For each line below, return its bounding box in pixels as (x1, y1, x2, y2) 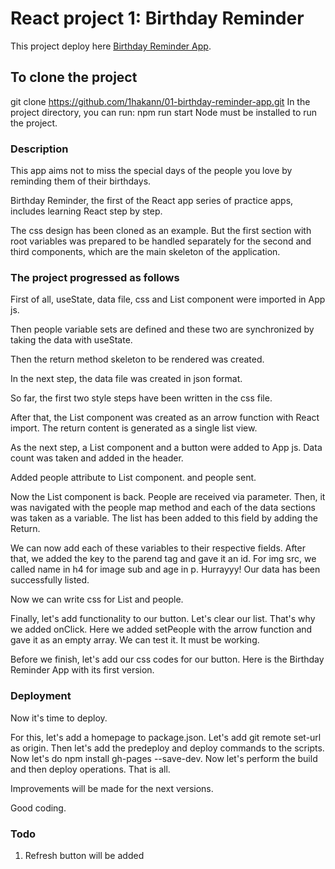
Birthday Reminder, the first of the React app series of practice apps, (10, 195, 294, 207)
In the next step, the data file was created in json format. (10, 373, 243, 385)
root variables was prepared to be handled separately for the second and (10, 235, 312, 247)
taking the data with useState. (10, 334, 133, 346)
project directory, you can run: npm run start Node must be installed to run (10, 106, 318, 118)
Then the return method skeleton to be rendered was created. (10, 353, 265, 366)
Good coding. (10, 802, 67, 814)
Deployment (10, 689, 72, 703)
